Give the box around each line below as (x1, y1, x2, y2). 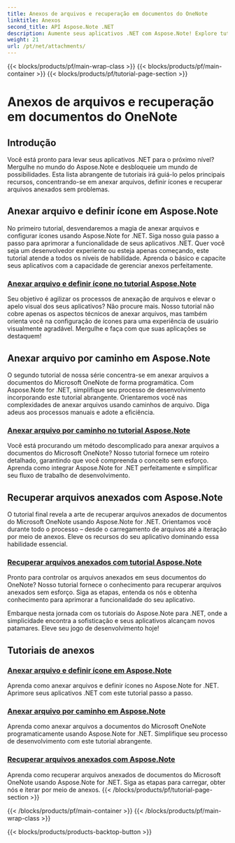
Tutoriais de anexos (7, 644, 95, 656)
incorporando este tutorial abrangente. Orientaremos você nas (7, 393, 187, 402)
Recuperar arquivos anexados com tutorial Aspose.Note (7, 557, 202, 567)
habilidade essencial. (7, 540, 69, 549)
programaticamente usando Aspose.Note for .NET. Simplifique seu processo (7, 729, 228, 738)
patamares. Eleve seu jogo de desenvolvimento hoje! (7, 624, 159, 633)
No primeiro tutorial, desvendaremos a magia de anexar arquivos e (7, 224, 199, 232)
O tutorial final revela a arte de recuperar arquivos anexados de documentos (7, 510, 227, 519)
